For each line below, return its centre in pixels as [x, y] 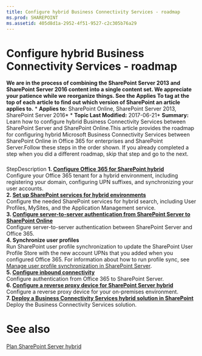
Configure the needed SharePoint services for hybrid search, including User [101, 202]
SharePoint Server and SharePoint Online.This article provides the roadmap [100, 128]
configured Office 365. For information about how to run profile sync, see [98, 259]
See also [28, 329]
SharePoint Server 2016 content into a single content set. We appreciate [99, 89]
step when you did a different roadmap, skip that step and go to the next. [97, 154]
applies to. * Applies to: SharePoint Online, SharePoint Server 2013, [92, 109]
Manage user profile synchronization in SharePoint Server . [79, 266]
